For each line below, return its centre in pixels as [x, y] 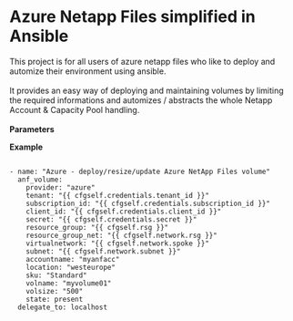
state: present [55, 299]
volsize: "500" [55, 291]
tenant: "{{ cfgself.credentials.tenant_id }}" [117, 195]
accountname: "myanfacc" [73, 259]
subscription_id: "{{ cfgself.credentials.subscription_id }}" [148, 203]
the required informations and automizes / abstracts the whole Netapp [141, 100]
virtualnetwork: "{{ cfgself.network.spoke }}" [117, 243]
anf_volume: [40, 180]
